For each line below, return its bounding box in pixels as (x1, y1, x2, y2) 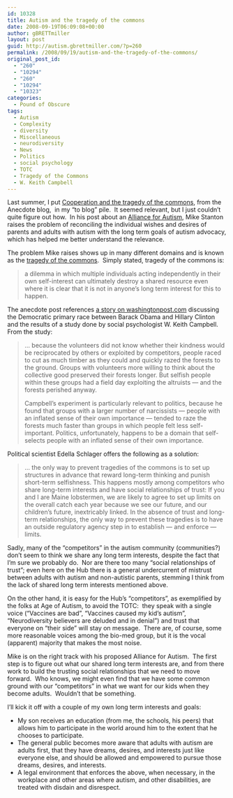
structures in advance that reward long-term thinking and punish (24, 471, 211, 479)
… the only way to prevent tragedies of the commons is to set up (24, 464, 211, 472)
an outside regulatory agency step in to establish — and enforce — (24, 523, 217, 531)
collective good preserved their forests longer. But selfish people (24, 371, 211, 379)
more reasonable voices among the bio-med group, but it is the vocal (7, 631, 206, 640)
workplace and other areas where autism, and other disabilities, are (17, 776, 211, 784)
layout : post (7, 36, 45, 43)
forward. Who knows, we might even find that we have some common (7, 674, 211, 683)
